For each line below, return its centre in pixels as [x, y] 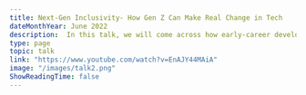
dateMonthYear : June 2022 [58, 26]
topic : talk [32, 52]
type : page [30, 43]
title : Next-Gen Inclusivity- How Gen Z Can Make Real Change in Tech [146, 18]
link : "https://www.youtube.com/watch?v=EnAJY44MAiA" [114, 60]
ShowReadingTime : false [55, 77]
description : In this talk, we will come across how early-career [140, 34]
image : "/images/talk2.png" [63, 69]
